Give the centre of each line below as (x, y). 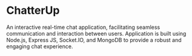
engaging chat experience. (40, 46)
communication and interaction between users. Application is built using (96, 33)
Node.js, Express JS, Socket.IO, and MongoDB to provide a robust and (94, 40)
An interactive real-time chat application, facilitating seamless (83, 27)
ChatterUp (33, 11)
